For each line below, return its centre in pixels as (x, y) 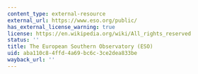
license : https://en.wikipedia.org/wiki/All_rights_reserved (99, 33)
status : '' (23, 40)
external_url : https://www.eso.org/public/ (72, 20)
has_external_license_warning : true (61, 27)
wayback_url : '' (31, 60)
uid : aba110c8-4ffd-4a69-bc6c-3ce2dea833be (72, 54)
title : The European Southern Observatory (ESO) (80, 47)
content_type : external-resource (57, 14)
